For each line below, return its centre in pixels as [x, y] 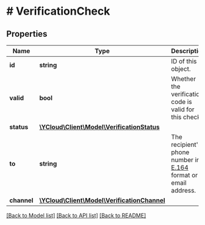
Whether [184, 79]
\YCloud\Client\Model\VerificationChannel [103, 200]
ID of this [184, 61]
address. [184, 190]
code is [182, 102]
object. [181, 69]
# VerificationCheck [58, 11]
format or [185, 175]
